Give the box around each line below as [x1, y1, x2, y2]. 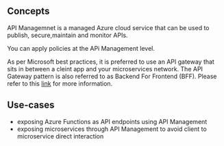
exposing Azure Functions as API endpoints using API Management [16, 117, 208, 125]
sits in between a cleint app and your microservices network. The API [7, 64, 203, 73]
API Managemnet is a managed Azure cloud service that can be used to [7, 23, 210, 32]
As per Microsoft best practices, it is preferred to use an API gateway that [7, 58, 214, 66]
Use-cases [7, 99, 55, 111]
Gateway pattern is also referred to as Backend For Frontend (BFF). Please [7, 72, 217, 80]
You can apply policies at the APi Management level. [7, 44, 155, 52]
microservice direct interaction [16, 132, 104, 140]
